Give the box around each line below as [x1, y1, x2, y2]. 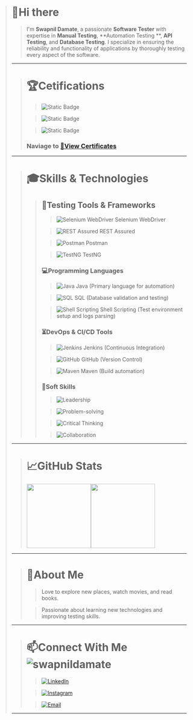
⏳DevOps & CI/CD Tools [41, 328, 113, 336]
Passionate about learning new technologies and [41, 606, 163, 613]
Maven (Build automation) [80, 367, 145, 374]
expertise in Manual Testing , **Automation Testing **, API [26, 31, 172, 39]
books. [41, 594, 59, 602]
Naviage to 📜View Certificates [26, 141, 117, 150]
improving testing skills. [41, 612, 101, 620]
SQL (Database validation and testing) [74, 294, 169, 302]
